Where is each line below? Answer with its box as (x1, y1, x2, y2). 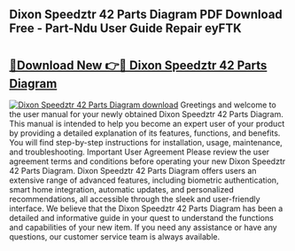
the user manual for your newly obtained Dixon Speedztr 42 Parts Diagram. (9, 109, 283, 119)
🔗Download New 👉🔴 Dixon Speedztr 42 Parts (9, 58, 268, 73)
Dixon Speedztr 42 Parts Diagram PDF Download (9, 7, 283, 22)
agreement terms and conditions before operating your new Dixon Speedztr (9, 156, 286, 167)
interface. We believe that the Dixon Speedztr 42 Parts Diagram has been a (9, 203, 283, 214)
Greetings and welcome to (180, 99, 276, 110)
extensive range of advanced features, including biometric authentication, (9, 175, 279, 185)
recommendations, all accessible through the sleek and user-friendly (9, 194, 260, 204)
